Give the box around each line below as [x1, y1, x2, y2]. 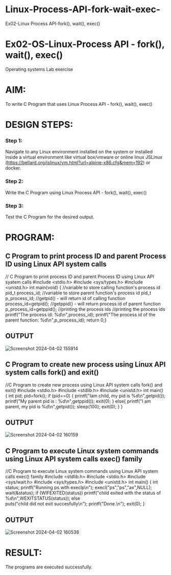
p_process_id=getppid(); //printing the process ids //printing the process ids [5, 306, 165, 312]
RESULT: [5, 547, 42, 559]
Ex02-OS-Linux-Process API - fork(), [5, 38, 165, 50]
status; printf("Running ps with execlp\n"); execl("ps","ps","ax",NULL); [5, 485, 152, 491]
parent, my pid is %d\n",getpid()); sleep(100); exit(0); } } [5, 403, 123, 409]
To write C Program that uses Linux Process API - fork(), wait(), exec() [5, 101, 153, 107]
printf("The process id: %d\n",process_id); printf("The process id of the [5, 311, 156, 317]
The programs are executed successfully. [5, 564, 93, 570]
